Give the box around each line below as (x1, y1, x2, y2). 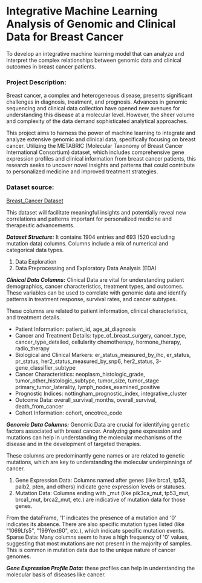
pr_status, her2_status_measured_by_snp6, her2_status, (15, 358, 155, 365)
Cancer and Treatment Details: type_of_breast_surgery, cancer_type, (15, 331, 187, 339)
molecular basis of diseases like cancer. (6, 571, 106, 578)
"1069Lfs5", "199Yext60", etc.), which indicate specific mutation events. (6, 527, 185, 534)
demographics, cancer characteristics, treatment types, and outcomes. (6, 282, 184, 290)
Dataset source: (6, 183, 54, 192)
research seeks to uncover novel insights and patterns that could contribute (6, 162, 195, 169)
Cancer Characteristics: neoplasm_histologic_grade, (15, 370, 145, 378)
